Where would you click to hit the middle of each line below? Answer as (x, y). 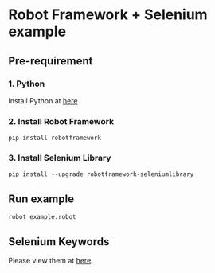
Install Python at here (43, 100)
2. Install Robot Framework (61, 121)
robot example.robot (43, 217)
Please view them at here (50, 261)
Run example (41, 199)
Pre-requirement (51, 61)
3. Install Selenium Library (60, 158)
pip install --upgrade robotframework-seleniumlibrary (101, 174)
